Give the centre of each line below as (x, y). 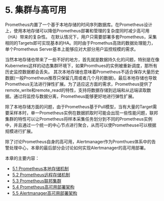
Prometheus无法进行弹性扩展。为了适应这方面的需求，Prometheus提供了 (79, 84)
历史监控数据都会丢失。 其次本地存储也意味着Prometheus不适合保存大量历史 (82, 72)
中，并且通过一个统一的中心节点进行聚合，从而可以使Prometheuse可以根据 (81, 125)
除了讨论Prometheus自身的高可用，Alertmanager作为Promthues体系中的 (78, 141)
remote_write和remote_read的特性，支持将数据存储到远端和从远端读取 (76, 90)
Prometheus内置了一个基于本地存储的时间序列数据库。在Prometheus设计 (79, 25)
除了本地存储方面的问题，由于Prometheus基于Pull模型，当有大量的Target (79, 106)
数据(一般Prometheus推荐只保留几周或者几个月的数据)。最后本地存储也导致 (81, 78)
